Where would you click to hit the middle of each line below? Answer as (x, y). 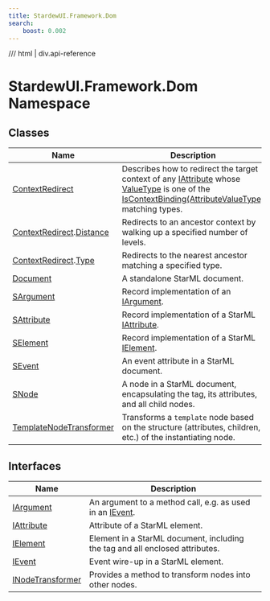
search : (21, 23)
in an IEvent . (112, 512)
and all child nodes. (158, 405)
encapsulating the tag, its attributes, (189, 394)
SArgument (34, 297)
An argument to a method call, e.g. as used (170, 502)
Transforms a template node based (188, 418)
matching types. (152, 209)
